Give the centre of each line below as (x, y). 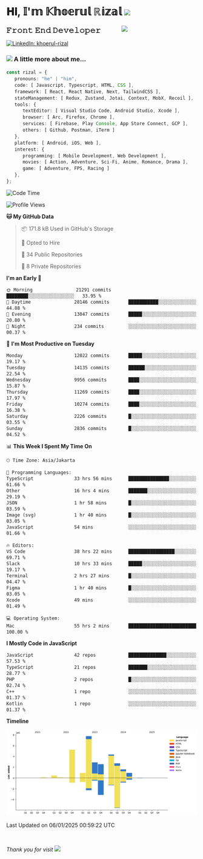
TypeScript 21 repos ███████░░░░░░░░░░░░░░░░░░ (101, 667)
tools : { (25, 104)
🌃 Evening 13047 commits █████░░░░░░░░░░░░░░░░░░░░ (101, 314)
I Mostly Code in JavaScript (42, 643)
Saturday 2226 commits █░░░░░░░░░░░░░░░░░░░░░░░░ (101, 416)
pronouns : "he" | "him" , (46, 79)
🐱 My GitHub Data (30, 216)
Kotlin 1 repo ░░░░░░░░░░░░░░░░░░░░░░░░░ (101, 703)
